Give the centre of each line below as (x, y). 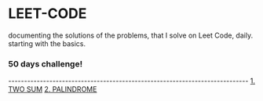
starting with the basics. (47, 43)
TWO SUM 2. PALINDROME (53, 89)
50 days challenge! (46, 63)
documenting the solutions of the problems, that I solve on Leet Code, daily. (131, 35)
